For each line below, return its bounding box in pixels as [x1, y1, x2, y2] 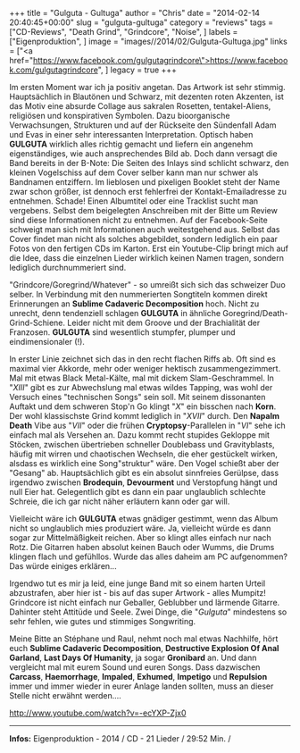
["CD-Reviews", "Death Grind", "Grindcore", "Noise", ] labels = [9, 27, 238, 37]
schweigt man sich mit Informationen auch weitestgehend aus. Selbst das [9, 224, 280, 235]
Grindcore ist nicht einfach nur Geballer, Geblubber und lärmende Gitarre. [9, 598, 280, 607]
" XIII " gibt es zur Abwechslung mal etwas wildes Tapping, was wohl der [9, 382, 273, 392]
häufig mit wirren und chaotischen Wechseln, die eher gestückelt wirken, [9, 448, 279, 459]
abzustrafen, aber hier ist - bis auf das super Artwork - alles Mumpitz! [9, 588, 266, 598]
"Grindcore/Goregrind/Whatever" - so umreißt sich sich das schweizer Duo [9, 280, 286, 289]
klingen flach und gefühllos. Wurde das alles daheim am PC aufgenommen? [9, 551, 288, 562]
